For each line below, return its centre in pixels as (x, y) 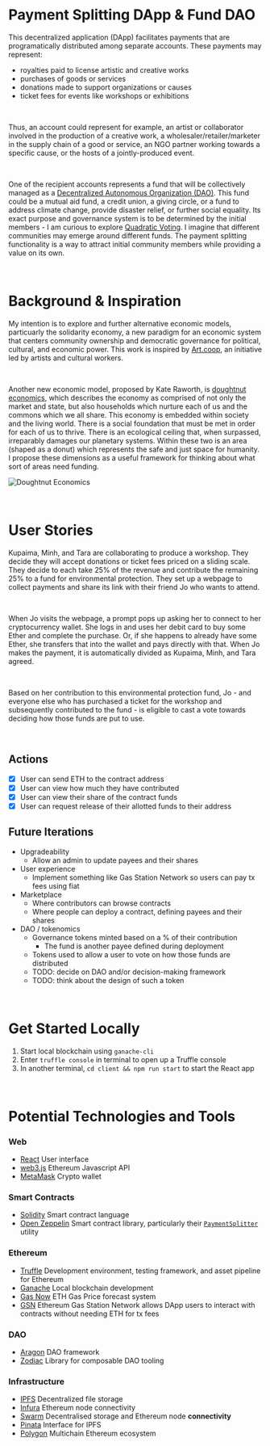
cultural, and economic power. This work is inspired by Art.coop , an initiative (135, 349)
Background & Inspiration (95, 301)
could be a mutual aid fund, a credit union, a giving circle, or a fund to (124, 201)
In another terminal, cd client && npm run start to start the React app (137, 1068)
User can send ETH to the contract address (92, 779)
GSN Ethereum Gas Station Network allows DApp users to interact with (137, 1305)
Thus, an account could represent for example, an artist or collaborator (126, 127)
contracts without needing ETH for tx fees (89, 1314)
